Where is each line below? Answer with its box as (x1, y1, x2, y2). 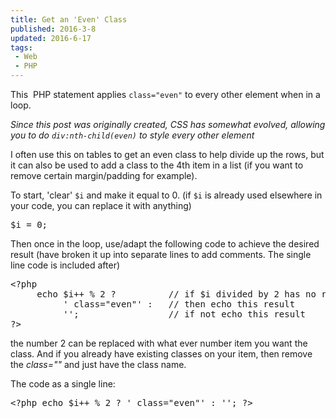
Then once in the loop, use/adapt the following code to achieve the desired (10, 238, 320, 250)
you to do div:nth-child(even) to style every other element (10, 129, 255, 141)
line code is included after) (10, 259, 121, 271)
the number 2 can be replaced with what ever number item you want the (10, 337, 308, 349)
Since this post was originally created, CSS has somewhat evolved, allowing (10, 119, 326, 130)
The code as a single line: (10, 378, 116, 390)
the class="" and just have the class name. (10, 359, 187, 370)
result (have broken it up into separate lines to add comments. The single (10, 249, 312, 260)
